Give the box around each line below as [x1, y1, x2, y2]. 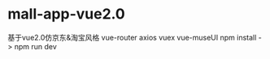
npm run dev [14, 41, 58, 51]
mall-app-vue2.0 [7, 5, 125, 23]
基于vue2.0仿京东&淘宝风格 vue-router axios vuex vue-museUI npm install [7, 32, 257, 42]
